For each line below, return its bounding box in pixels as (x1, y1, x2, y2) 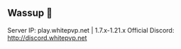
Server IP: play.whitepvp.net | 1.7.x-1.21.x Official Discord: (7, 26, 175, 34)
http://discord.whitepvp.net (7, 33, 87, 42)
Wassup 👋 (7, 7, 53, 19)
